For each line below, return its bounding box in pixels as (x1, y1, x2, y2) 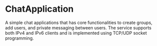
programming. (5, 35, 34, 41)
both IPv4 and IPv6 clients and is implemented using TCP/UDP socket (5, 30, 147, 36)
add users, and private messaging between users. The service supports (5, 24, 152, 30)
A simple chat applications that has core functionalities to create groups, (5, 20, 153, 25)
